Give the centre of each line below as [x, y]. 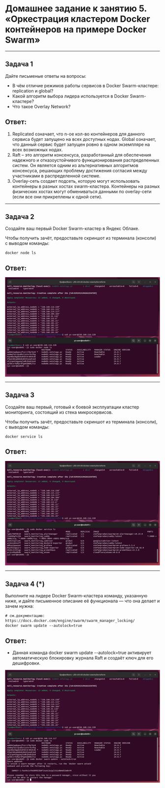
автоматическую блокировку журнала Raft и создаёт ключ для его [83, 657]
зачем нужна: [20, 606]
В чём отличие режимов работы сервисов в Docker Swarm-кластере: [85, 85]
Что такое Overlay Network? [41, 106]
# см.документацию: [25, 616]
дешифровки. [26, 663]
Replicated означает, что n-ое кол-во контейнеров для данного [78, 134]
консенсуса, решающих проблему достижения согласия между [80, 170]
